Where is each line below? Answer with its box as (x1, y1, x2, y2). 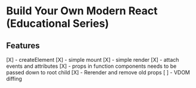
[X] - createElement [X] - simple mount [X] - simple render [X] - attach (6, 56, 179, 63)
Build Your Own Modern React (6, 4, 158, 18)
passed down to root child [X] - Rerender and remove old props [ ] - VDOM (6, 69, 191, 76)
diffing (6, 76, 23, 82)
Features (6, 40, 40, 51)
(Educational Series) (6, 17, 109, 30)
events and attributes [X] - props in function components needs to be (6, 62, 177, 70)
